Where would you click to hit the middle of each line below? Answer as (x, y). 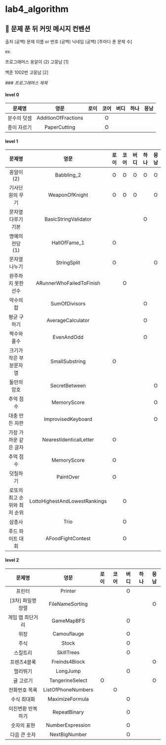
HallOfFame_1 (68, 243)
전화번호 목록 (23, 690)
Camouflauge (68, 634)
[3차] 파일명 (23, 600)
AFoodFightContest (68, 539)
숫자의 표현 (23, 725)
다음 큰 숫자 (23, 735)
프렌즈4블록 (23, 662)
